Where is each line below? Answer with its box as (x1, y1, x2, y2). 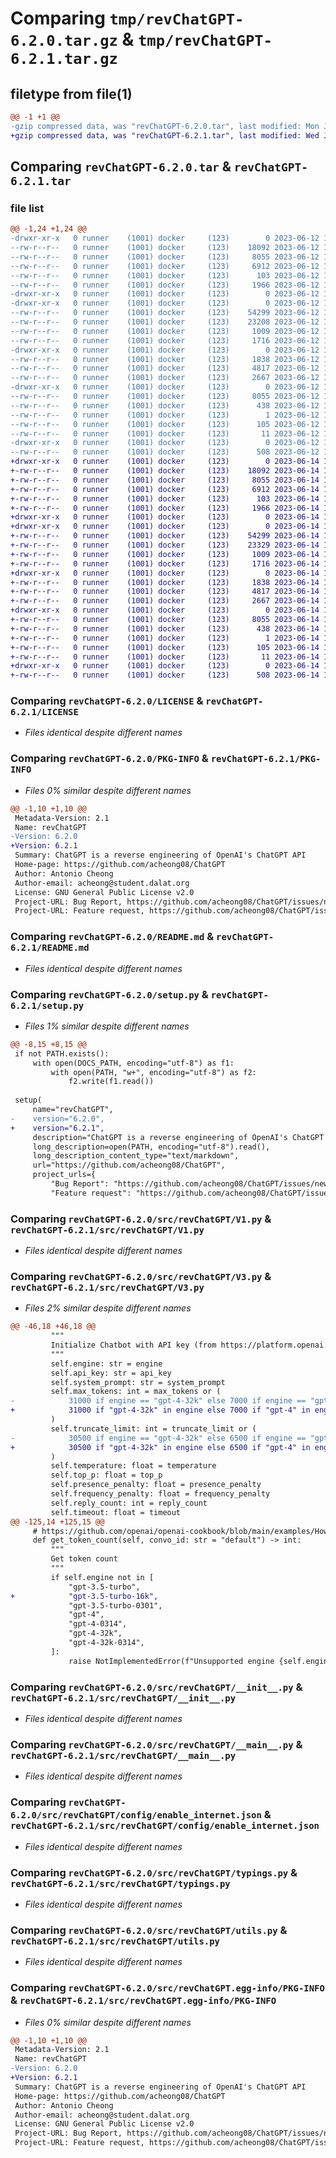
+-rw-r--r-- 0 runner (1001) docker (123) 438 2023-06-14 (10, 623, 320, 634)
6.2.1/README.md (10, 942, 90, 954)
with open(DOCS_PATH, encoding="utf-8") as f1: (32, 1058, 235, 1068)
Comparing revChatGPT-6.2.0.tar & (10, 158, 232, 176)
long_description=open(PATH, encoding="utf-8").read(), (32, 1142, 271, 1152)
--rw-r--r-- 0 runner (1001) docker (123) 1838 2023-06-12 (10, 354, 320, 364)
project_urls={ (32, 1170, 97, 1180)
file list (10, 201, 45, 215)
